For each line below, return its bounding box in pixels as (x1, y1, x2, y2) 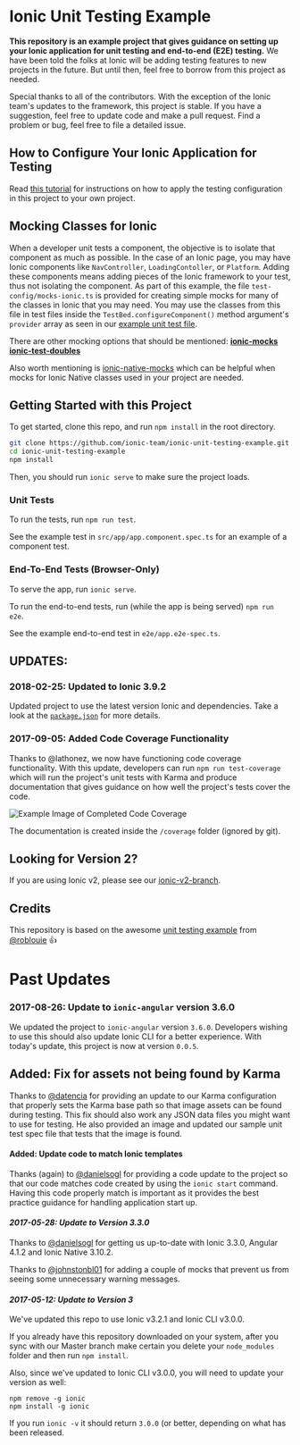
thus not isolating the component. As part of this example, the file (9, 280, 250, 291)
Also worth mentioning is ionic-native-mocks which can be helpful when (9, 362, 276, 373)
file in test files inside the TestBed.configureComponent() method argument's (9, 308, 289, 319)
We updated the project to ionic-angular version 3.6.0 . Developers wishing (9, 1021, 288, 1032)
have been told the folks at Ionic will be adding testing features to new (9, 55, 268, 65)
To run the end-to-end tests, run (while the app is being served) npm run (9, 601, 275, 611)
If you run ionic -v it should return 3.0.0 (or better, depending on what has (9, 1418, 287, 1429)
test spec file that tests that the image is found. (9, 1128, 183, 1138)
